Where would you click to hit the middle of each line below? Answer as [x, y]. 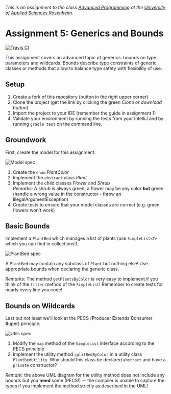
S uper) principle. [23, 323]
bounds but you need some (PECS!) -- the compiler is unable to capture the [85, 381]
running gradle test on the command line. [57, 124]
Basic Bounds [28, 226]
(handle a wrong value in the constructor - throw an [67, 194]
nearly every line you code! [34, 290]
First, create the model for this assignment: [51, 152]
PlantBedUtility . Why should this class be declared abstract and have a [89, 360]
